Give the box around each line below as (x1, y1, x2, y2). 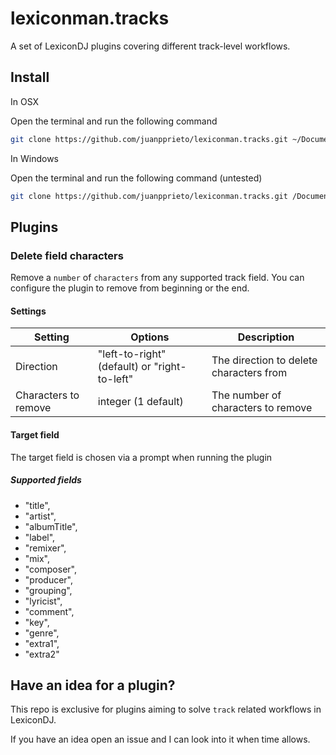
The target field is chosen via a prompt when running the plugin (10, 451, 273, 463)
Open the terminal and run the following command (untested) (10, 172, 263, 184)
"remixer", (24, 542, 67, 554)
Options (130, 330, 170, 344)
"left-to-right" (97, 347, 167, 361)
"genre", (24, 627, 60, 639)
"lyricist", (24, 595, 63, 607)
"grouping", (24, 584, 73, 596)
